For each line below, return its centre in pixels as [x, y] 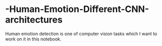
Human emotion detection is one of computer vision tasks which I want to [81, 33]
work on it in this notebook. [33, 39]
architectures [34, 20]
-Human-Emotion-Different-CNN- [77, 9]
